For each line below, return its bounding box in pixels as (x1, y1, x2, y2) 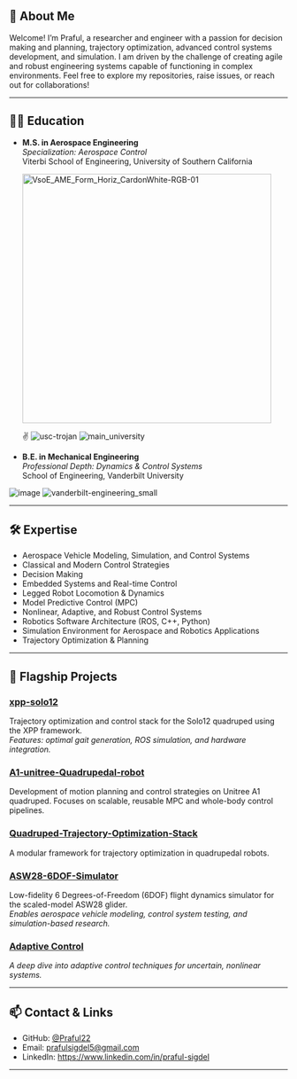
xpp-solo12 (9, 695, 59, 708)
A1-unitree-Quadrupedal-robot (9, 766, 145, 778)
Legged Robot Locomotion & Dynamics (21, 588, 165, 598)
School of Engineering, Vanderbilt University (21, 470, 184, 481)
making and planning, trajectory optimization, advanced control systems (9, 42, 272, 52)
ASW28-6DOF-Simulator (9, 870, 119, 882)
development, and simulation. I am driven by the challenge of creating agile (9, 51, 283, 62)
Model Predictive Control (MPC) (21, 598, 139, 608)
